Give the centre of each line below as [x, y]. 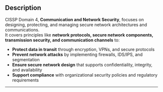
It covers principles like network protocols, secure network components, [79, 35]
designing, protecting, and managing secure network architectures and [76, 25]
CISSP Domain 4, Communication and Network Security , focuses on [74, 19]
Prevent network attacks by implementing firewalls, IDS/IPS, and [77, 54]
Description [23, 8]
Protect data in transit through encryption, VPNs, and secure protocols [83, 49]
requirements [25, 80]
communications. [22, 30]
